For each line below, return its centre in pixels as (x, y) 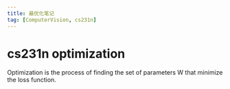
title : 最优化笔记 (31, 13)
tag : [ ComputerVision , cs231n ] (52, 20)
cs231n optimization (66, 54)
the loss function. (32, 80)
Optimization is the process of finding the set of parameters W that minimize (115, 73)
